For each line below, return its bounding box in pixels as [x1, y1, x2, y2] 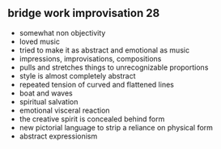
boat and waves [19, 88, 74, 98]
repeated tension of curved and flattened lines [19, 79, 175, 89]
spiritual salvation [19, 96, 79, 106]
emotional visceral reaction [19, 105, 110, 115]
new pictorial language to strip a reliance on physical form [19, 122, 214, 132]
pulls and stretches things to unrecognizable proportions [19, 62, 209, 72]
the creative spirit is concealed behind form [19, 113, 165, 124]
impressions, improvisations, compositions [19, 53, 162, 63]
